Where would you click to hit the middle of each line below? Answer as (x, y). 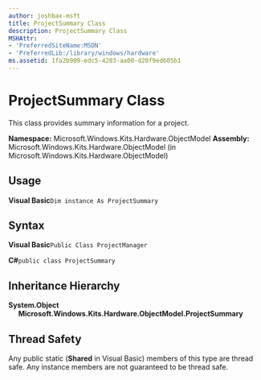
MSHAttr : (23, 38)
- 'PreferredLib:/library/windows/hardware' (84, 53)
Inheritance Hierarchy (64, 285)
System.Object (34, 305)
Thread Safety (45, 339)
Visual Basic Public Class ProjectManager (78, 245)
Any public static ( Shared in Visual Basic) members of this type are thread (131, 358)
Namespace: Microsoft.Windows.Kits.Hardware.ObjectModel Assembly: (129, 138)
